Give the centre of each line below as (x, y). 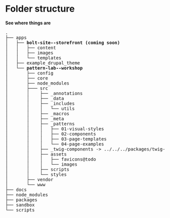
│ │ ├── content (31, 48)
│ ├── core (27, 78)
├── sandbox (20, 205)
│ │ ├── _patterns (40, 124)
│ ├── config (29, 73)
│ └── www (25, 185)
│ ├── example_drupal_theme (43, 63)
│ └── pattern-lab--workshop (44, 68)
